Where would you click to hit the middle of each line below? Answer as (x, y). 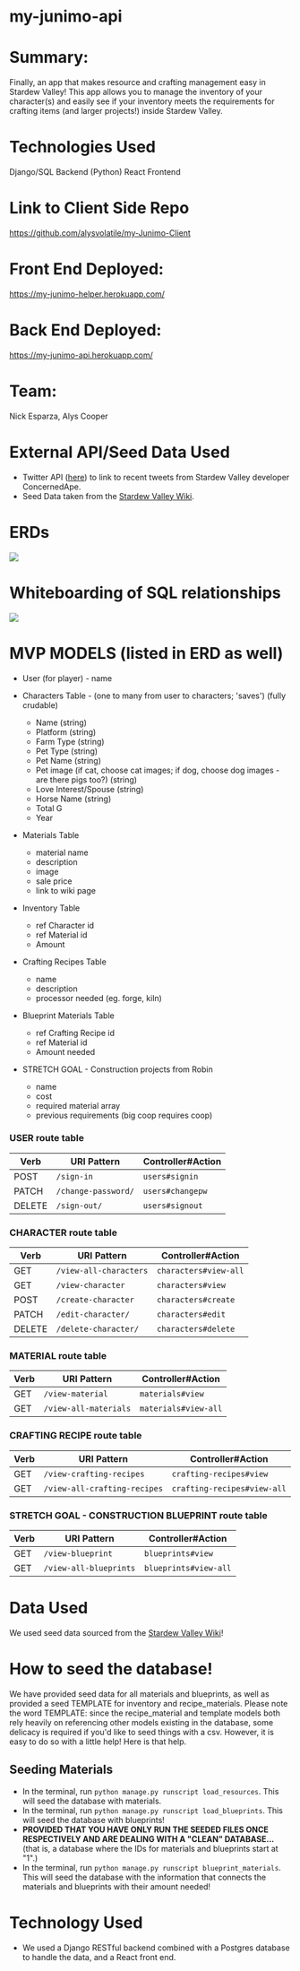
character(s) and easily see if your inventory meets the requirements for (142, 101)
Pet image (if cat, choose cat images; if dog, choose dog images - (158, 770)
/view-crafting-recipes (94, 1474)
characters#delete (196, 1329)
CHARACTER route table (64, 1232)
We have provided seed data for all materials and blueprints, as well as (140, 1694)
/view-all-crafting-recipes (103, 1488)
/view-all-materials (87, 1409)
